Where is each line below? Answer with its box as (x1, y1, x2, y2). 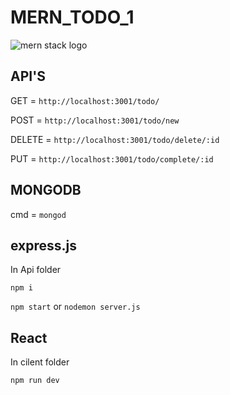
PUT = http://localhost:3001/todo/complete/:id (10, 152, 214, 165)
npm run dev (10, 376, 60, 386)
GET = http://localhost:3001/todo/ (10, 94, 160, 106)
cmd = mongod (10, 208, 67, 220)
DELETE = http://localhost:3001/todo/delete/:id (10, 133, 220, 145)
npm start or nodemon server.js (10, 301, 141, 313)
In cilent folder (10, 356, 70, 368)
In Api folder (10, 264, 62, 276)
